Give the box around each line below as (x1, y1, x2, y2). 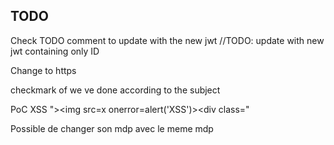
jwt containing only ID (10, 45, 100, 57)
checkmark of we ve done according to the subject (10, 84, 221, 96)
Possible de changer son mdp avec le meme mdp (10, 122, 214, 134)
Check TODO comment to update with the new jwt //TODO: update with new (10, 34, 325, 46)
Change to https (10, 64, 77, 76)
